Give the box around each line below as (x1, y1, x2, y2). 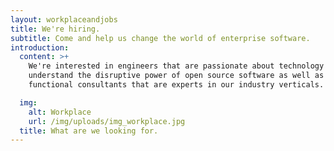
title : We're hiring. (10, 24, 101, 34)
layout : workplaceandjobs (10, 14, 118, 25)
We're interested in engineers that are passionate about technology (28, 61, 325, 71)
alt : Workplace (28, 107, 92, 117)
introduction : (10, 42, 70, 53)
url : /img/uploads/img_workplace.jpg (28, 116, 186, 126)
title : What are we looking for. (19, 126, 159, 136)
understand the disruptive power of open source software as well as (28, 71, 325, 81)
